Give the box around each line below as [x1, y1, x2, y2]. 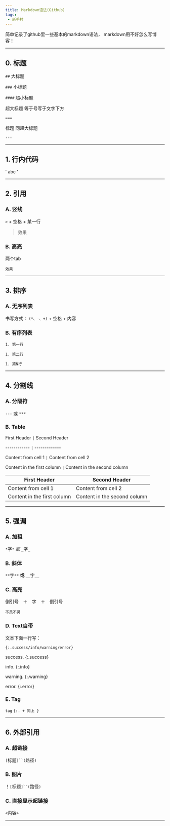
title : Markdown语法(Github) [5, 7, 65, 13]
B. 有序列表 [5, 329, 33, 336]
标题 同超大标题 [5, 125, 38, 131]
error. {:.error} [5, 683, 34, 689]
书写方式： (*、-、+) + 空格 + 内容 [5, 315, 76, 321]
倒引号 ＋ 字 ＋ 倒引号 [5, 598, 63, 605]
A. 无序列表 [5, 303, 33, 310]
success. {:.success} [5, 654, 49, 660]
